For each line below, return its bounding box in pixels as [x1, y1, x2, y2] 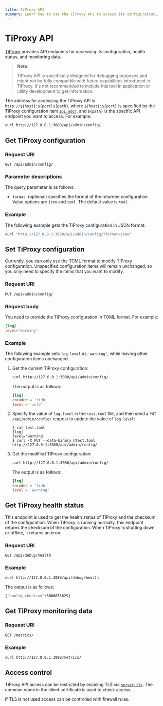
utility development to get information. [17, 88, 94, 94]
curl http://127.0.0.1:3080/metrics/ [5, 655, 82, 660]
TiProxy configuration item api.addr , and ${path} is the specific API [5, 108, 140, 114]
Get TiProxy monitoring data [5, 607, 92, 615]
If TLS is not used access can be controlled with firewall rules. [5, 696, 130, 702]
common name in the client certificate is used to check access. [5, 686, 132, 692]
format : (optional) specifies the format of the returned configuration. [12, 194, 149, 200]
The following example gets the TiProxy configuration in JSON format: [5, 222, 146, 228]
